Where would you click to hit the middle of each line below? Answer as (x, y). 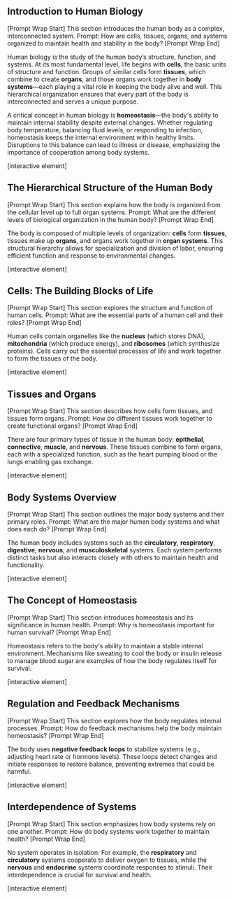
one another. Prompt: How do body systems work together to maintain (108, 831)
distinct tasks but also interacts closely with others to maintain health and (113, 558)
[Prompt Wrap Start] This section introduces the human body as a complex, (116, 28)
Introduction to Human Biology (75, 12)
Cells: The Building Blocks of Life (80, 291)
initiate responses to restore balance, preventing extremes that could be (111, 764)
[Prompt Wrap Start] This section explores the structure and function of (110, 308)
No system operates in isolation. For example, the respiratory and (102, 852)
